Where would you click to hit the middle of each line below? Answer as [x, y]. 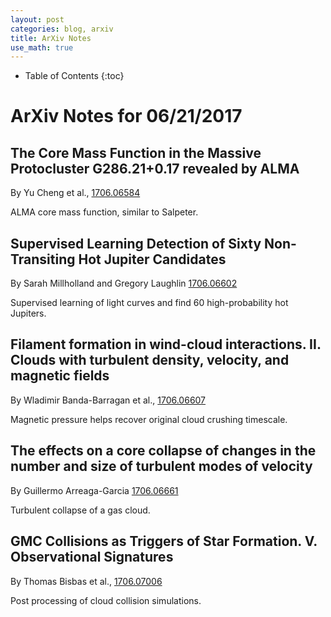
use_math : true [42, 47]
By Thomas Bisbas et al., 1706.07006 [86, 581]
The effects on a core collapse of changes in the [163, 451]
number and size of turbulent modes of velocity [161, 466]
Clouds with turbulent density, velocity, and [150, 360]
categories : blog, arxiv [62, 29]
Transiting [43, 259]
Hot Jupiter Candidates [152, 259]
